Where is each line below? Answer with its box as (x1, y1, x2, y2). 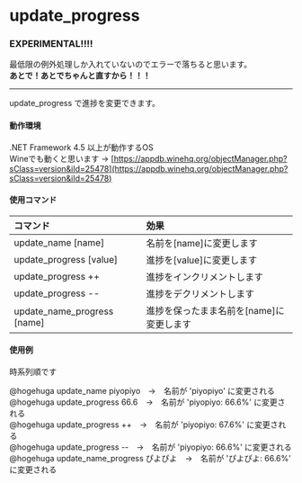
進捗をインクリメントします (146, 271, 263, 283)
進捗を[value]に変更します (146, 254, 258, 266)
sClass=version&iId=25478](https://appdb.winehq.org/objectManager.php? (9, 163, 289, 174)
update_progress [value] (13, 253, 119, 265)
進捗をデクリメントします (146, 287, 254, 300)
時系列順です (9, 366, 57, 378)
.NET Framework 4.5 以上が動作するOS (9, 141, 155, 153)
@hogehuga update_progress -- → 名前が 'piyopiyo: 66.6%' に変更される (9, 442, 292, 452)
